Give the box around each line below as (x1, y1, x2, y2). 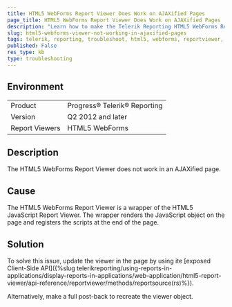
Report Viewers (10, 123, 61, 132)
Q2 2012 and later (67, 112, 128, 121)
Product (10, 100, 37, 110)
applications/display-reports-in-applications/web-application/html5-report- (7, 272, 222, 279)
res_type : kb (7, 49, 45, 56)
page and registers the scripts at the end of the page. (7, 218, 159, 227)
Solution (7, 238, 44, 250)
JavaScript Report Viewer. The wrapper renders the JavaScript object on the (7, 211, 225, 219)
